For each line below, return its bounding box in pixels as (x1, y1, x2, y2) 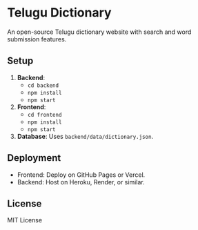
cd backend (27, 82, 59, 89)
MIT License (7, 216, 43, 224)
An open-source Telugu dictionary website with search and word (7, 28, 192, 36)
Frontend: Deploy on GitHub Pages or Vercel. (17, 171, 146, 179)
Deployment (7, 152, 61, 164)
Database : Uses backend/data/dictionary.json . (17, 132, 154, 140)
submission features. (7, 35, 67, 43)
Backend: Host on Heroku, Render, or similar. (17, 178, 145, 186)
